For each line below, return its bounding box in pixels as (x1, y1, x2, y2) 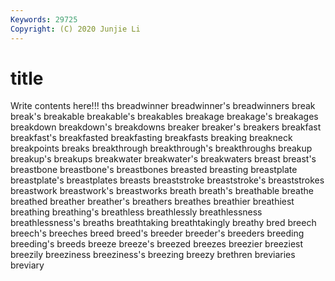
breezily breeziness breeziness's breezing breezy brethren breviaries (10, 249, 296, 261)
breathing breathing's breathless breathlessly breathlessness (10, 206, 263, 218)
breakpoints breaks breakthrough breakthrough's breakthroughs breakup (10, 142, 313, 155)
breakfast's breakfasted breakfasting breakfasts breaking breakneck (10, 132, 293, 144)
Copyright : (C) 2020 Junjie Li (10, 24, 141, 34)
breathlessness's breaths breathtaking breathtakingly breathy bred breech (10, 217, 317, 229)
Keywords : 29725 (10, 14, 78, 25)
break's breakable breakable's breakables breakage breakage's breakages (10, 111, 319, 123)
